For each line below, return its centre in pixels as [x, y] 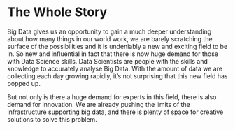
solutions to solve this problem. [52, 119]
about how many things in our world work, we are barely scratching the [110, 38]
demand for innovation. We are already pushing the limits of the [99, 104]
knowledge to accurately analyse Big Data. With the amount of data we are [115, 68]
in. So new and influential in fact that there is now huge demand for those [113, 54]
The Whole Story [57, 12]
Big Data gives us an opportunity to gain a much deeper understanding [109, 31]
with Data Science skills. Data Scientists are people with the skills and [107, 61]
